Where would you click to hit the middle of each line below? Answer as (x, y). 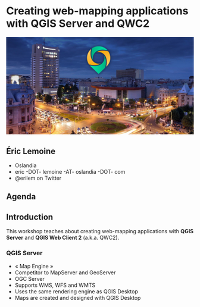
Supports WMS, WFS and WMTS (55, 285)
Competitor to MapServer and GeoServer (65, 272)
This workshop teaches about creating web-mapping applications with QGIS (100, 231)
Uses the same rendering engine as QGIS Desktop (76, 291)
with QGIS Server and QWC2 (78, 24)
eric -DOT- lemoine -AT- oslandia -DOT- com (70, 172)
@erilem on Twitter (38, 178)
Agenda (21, 197)
